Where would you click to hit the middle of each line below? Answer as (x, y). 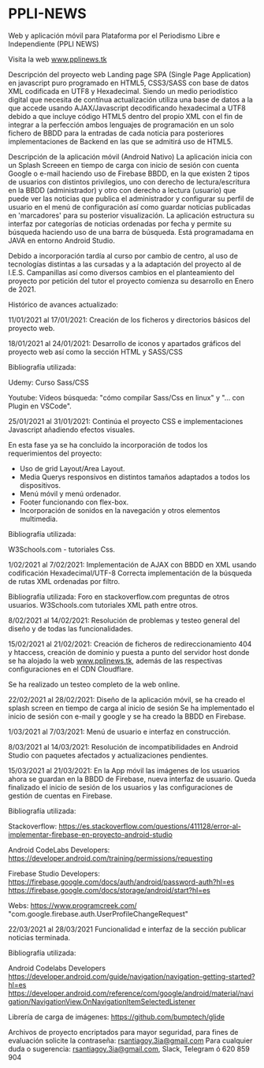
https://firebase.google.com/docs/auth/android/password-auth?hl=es (121, 882)
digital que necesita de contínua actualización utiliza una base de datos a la (131, 99)
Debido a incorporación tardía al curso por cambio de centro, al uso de (123, 255)
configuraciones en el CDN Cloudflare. (71, 669)
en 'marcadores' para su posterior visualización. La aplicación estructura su (131, 215)
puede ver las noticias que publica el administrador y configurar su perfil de (131, 199)
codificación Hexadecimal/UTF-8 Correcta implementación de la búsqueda (130, 573)
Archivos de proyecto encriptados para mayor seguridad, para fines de (123, 1032)
